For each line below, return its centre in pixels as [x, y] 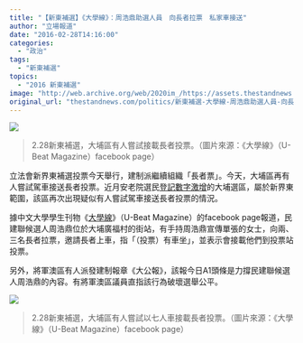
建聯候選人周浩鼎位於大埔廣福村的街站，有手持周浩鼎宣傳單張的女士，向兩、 [151, 229]
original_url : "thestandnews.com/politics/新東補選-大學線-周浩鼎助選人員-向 [149, 102]
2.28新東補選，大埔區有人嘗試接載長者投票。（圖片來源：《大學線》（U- [161, 145]
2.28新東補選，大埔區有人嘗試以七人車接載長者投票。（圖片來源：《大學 [162, 318]
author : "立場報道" [43, 26]
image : [22, 93]
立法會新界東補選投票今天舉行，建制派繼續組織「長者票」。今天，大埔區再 [146, 176]
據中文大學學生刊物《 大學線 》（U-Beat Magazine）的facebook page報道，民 [151, 218]
